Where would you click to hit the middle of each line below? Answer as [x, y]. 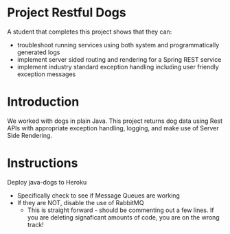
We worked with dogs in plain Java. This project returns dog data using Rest [115, 121]
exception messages [46, 74]
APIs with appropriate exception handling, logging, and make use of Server [113, 128]
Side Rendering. [30, 135]
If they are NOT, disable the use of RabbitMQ [80, 202]
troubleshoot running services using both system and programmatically [118, 45]
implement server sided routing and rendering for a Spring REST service [119, 59]
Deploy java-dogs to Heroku [47, 182]
